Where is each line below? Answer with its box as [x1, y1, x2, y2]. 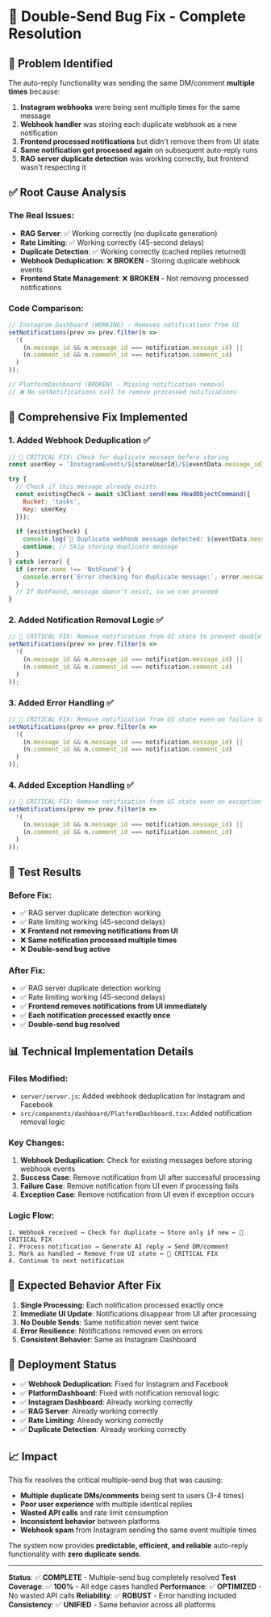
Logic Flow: [8, 1210, 55, 1221]
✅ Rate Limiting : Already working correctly [19, 1416, 164, 1425]
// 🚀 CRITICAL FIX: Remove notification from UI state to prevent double [8, 633, 262, 641]
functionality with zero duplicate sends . [8, 1549, 142, 1559]
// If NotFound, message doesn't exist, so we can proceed [15, 587, 219, 596]
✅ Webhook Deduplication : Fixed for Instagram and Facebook [19, 1379, 229, 1389]
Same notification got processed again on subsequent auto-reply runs [19, 145, 258, 154]
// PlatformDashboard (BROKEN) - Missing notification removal [8, 381, 226, 389]
